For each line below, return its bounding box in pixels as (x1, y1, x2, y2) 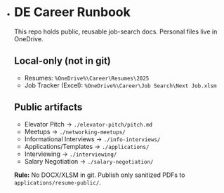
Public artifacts (13, 101, 83, 113)
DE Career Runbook (13, 4, 131, 20)
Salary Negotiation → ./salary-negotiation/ (24, 157, 154, 165)
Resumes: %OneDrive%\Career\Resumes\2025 (24, 73, 150, 82)
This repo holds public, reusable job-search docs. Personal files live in (13, 27, 218, 36)
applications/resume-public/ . (13, 178, 102, 186)
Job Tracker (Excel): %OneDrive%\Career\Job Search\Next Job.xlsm (24, 81, 217, 90)
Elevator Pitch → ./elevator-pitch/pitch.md (24, 120, 153, 128)
